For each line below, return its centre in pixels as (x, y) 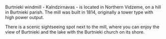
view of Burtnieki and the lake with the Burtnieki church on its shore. (75, 32)
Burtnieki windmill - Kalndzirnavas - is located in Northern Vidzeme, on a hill (83, 7)
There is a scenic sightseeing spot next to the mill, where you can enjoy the (83, 27)
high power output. (25, 17)
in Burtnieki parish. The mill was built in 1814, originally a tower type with (79, 12)
